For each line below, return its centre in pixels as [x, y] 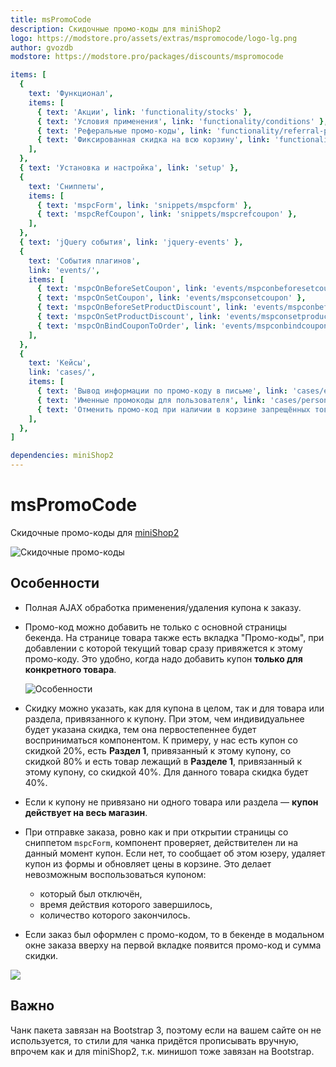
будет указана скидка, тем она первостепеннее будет [140, 729]
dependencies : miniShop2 [62, 456]
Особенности [55, 583]
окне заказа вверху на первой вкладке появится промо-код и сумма [173, 945]
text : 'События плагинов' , [84, 261]
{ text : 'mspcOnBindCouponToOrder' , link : [126, 326]
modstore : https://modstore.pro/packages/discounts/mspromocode [147, 57]
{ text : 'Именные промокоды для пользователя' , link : [151, 400]
